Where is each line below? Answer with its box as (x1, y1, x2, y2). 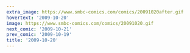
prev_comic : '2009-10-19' (6, 32, 72, 38)
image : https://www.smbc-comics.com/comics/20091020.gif (6, 20, 154, 26)
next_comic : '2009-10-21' (6, 26, 72, 32)
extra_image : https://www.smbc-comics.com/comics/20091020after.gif (6, 9, 184, 15)
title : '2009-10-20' (6, 37, 59, 43)
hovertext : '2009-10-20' (6, 15, 69, 21)
